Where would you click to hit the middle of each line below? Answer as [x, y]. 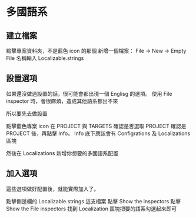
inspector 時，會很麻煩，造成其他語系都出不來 [62, 101]
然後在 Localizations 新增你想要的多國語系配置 [62, 153]
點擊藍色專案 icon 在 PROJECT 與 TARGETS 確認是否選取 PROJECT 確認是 [96, 126]
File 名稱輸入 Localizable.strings [45, 58]
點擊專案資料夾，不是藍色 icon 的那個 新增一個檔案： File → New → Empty [96, 51]
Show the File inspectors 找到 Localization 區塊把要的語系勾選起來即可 [92, 209]
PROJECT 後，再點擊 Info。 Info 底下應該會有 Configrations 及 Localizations [98, 133]
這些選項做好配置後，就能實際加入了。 [52, 189]
